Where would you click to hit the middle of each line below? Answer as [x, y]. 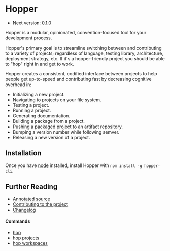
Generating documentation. [41, 116]
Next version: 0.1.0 [32, 23]
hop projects [26, 238]
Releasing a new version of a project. [51, 137]
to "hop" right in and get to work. [40, 64]
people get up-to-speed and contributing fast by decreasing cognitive [78, 79]
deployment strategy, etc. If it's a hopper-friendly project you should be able [85, 58]
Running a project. [32, 110]
